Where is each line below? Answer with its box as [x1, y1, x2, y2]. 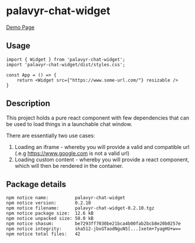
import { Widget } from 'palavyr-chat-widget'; [6, 56, 126, 63]
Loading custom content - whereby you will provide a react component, [14, 155, 190, 163]
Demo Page [6, 24, 35, 31]
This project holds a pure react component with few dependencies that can [6, 114, 190, 121]
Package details [6, 179, 66, 189]
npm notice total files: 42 [6, 231, 81, 237]
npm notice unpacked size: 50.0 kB [6, 216, 94, 222]
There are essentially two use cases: [6, 132, 96, 139]
